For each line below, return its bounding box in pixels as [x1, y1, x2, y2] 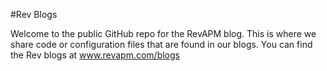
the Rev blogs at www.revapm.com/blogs [10, 49, 180, 61]
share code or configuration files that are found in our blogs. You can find [10, 39, 313, 50]
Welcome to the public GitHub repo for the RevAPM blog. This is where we [10, 28, 317, 39]
